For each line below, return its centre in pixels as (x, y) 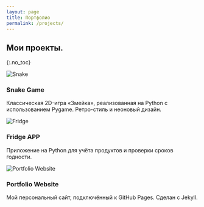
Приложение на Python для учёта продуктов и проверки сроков (90, 150)
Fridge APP (23, 137)
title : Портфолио (28, 18)
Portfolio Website (33, 184)
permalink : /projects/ (35, 23)
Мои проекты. (35, 48)
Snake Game (25, 90)
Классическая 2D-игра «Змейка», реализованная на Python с (87, 103)
